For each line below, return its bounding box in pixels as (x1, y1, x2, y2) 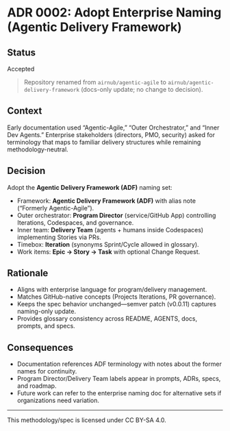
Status (7, 47, 36, 58)
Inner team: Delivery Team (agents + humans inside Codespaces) (16, 225, 204, 234)
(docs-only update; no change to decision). (81, 86, 203, 93)
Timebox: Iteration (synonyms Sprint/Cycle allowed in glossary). (16, 240, 200, 248)
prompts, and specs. (16, 322, 75, 330)
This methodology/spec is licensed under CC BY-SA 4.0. (7, 416, 166, 424)
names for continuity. (16, 367, 77, 375)
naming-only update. (16, 307, 77, 316)
